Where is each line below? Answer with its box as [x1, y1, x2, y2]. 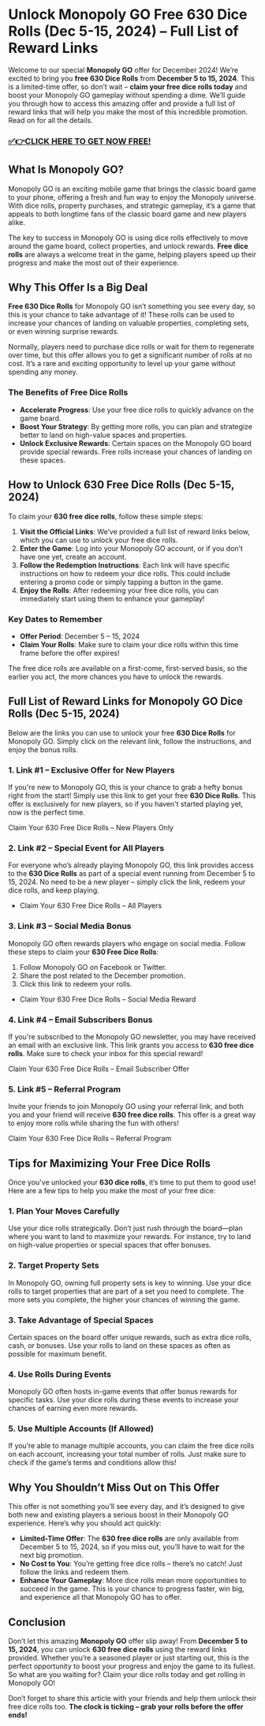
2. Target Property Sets [8, 1260, 100, 1271]
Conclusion [8, 1616, 66, 1629]
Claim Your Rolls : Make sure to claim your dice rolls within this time [19, 639, 239, 649]
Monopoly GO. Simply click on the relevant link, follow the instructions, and [8, 736, 252, 746]
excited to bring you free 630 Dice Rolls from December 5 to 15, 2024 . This [8, 73, 255, 83]
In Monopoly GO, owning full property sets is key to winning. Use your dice [8, 1278, 252, 1287]
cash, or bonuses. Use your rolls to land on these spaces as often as [8, 1340, 231, 1350]
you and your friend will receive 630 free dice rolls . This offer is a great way [8, 1110, 256, 1120]
